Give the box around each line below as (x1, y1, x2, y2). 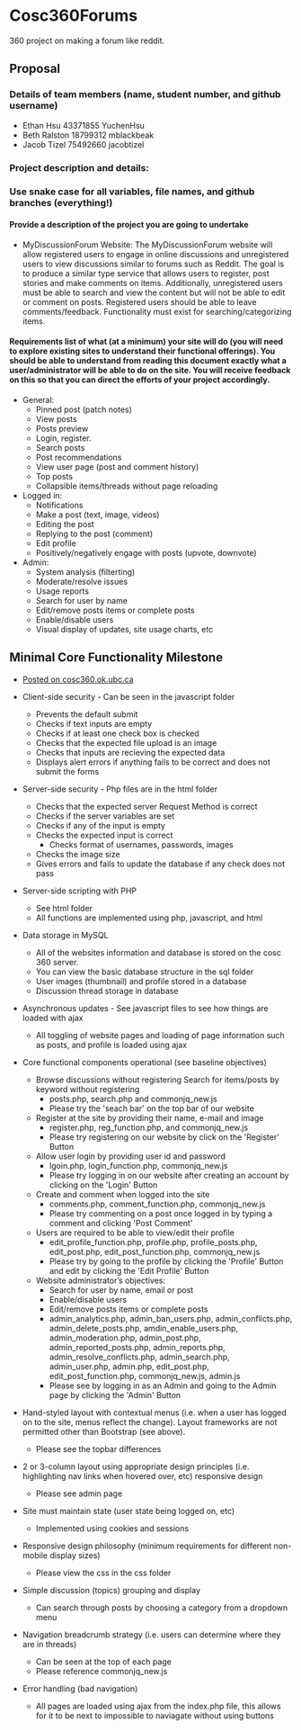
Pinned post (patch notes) (35, 404, 133, 415)
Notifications (35, 499, 84, 510)
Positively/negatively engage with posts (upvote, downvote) (35, 547, 258, 558)
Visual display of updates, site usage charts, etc (35, 623, 214, 634)
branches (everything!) (9, 197, 113, 210)
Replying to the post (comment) (35, 528, 154, 539)
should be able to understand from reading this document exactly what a (9, 355, 288, 366)
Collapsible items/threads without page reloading (35, 480, 218, 491)
